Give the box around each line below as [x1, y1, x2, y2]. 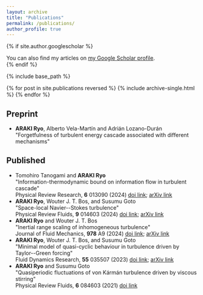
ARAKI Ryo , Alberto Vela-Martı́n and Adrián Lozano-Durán [15, 125, 163, 132]
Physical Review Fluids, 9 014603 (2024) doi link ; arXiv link [15, 210, 164, 218]
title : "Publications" [6, 15, 64, 21]
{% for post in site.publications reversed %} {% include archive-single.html [6, 85, 195, 92]
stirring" [15, 275, 36, 282]
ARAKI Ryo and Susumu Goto [15, 262, 90, 269]
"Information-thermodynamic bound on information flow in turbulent [15, 178, 187, 185]
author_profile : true [6, 26, 62, 32]
